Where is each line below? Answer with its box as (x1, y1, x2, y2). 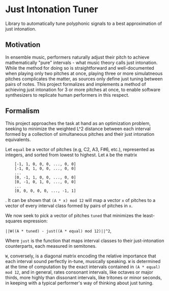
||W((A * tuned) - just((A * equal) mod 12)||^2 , (5, 227, 112, 234)
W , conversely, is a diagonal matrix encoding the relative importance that (5, 253, 156, 259)
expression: (23, 218, 48, 224)
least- (142, 212, 155, 218)
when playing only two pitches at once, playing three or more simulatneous (5, 70, 163, 76)
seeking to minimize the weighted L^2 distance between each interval (5, 126, 151, 132)
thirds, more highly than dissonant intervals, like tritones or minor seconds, (5, 274, 162, 280)
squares (5, 218, 22, 224)
